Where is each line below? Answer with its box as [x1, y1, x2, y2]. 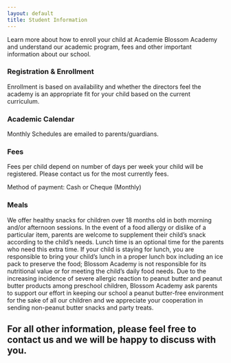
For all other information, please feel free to [7, 323, 197, 335]
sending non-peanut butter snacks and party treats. [7, 303, 154, 312]
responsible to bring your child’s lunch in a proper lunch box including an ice [7, 252, 223, 261]
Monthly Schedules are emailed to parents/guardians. [7, 130, 159, 138]
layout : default [7, 10, 54, 17]
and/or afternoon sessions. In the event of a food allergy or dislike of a [7, 223, 206, 231]
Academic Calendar [7, 114, 75, 124]
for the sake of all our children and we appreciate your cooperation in [7, 296, 203, 304]
